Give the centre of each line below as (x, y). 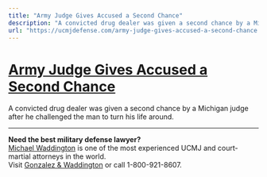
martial (19, 156)
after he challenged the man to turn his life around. (91, 117)
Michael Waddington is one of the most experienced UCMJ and (112, 148)
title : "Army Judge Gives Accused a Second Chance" (95, 15)
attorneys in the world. (69, 156)
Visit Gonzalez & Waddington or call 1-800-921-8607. (95, 165)
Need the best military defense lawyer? (75, 140)
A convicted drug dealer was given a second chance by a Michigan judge (128, 109)
